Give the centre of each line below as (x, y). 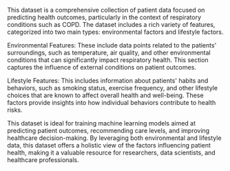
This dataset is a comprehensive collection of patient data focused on (106, 10)
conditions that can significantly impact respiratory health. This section (108, 60)
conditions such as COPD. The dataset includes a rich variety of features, (111, 24)
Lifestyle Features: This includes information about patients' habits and (108, 81)
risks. (15, 110)
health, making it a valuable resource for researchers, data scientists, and (111, 152)
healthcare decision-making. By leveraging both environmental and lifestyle (114, 138)
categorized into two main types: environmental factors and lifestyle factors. (115, 32)
